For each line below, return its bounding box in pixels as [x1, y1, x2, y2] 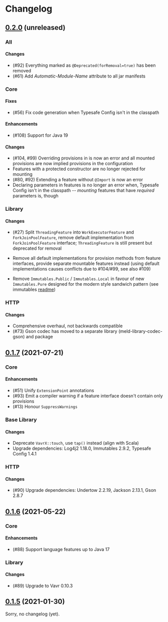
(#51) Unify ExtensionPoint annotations [12, 387, 94, 393]
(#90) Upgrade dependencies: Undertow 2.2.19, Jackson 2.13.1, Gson [12, 487, 156, 493]
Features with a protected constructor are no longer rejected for [12, 166, 146, 172]
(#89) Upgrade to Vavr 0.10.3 [12, 582, 73, 589]
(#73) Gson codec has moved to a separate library [12, 328, 118, 334]
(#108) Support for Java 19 [12, 132, 68, 138]
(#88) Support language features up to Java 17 [12, 546, 110, 552]
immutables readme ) [12, 287, 56, 293]
